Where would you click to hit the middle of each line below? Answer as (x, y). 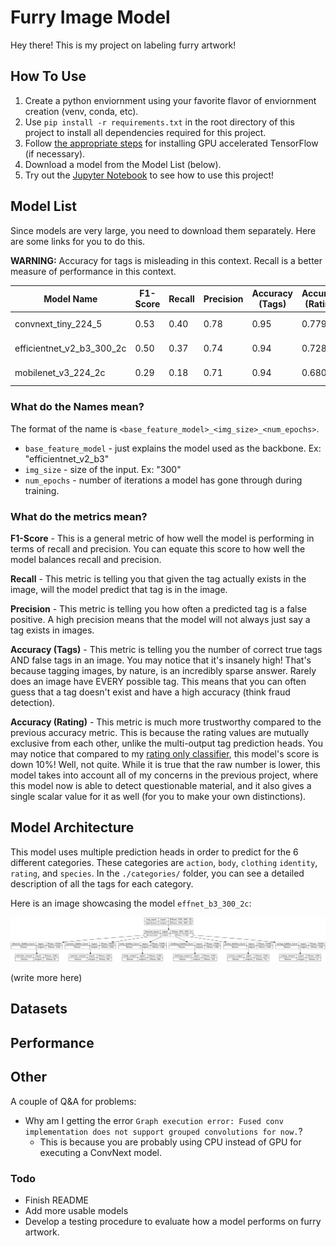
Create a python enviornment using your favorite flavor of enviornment (170, 100)
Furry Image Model (90, 17)
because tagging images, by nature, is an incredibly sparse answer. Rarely (163, 670)
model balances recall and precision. (86, 559)
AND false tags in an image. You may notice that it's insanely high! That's (161, 660)
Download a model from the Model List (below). (123, 164)
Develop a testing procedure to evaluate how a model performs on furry (173, 1221)
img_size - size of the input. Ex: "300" (103, 469)
